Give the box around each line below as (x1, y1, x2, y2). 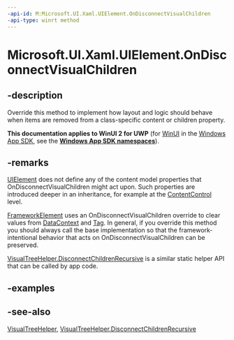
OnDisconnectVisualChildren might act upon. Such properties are (7, 183, 196, 191)
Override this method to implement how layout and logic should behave (7, 108, 213, 116)
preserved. (7, 241, 39, 249)
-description (7, 90, 63, 101)
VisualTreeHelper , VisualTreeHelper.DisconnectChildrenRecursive (7, 325, 197, 333)
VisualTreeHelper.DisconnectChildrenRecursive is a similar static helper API (7, 255, 225, 263)
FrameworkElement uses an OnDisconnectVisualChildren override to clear (7, 211, 221, 220)
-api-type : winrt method (7, 17, 80, 24)
